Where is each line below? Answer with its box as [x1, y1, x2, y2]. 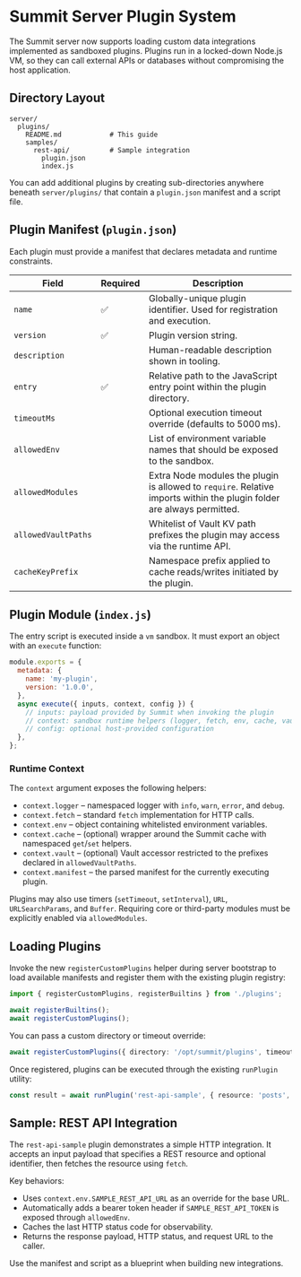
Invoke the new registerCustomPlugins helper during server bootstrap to [9, 962, 277, 974]
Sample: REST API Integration [9, 1115, 177, 1131]
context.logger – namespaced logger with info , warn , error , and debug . [21, 800, 285, 811]
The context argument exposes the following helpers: [9, 783, 207, 794]
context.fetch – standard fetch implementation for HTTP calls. [21, 810, 255, 821]
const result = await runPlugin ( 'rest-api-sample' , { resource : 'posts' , [9, 1090, 291, 1099]
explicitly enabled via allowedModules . [9, 913, 148, 924]
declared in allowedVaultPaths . [21, 857, 137, 868]
